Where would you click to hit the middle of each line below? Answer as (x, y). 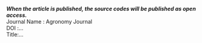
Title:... (15, 35)
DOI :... (15, 28)
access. (17, 15)
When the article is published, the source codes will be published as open (101, 9)
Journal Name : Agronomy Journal (49, 21)
